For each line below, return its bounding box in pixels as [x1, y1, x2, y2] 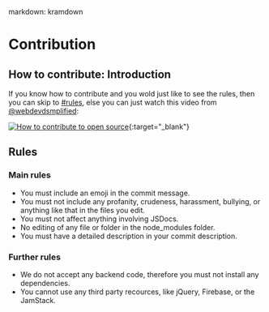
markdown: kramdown [8, 7, 83, 16]
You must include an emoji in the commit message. [19, 188, 190, 198]
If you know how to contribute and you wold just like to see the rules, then [8, 89, 255, 98]
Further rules [8, 251, 61, 263]
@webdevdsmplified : [8, 106, 79, 116]
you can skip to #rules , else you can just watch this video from [8, 97, 217, 107]
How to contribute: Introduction [8, 67, 172, 81]
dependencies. [19, 278, 70, 288]
